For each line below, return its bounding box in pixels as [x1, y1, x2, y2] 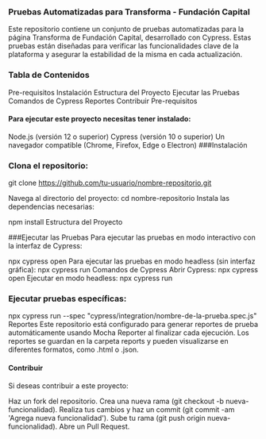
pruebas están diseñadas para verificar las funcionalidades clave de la [8, 41, 239, 51]
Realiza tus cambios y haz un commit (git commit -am [59, 404, 235, 414]
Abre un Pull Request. [59, 422, 130, 431]
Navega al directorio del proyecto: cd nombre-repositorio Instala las [8, 194, 230, 203]
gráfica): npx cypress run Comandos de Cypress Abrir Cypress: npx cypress [8, 265, 258, 275]
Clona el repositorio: [8, 160, 89, 171]
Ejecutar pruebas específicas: [8, 293, 127, 304]
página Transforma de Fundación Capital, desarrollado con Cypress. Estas [8, 33, 252, 42]
